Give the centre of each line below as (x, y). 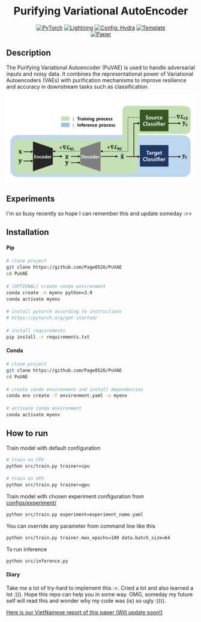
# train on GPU (25, 479)
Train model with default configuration (53, 448)
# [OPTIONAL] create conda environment (56, 286)
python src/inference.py (37, 561)
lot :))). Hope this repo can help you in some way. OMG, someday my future (100, 594)
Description (28, 53)
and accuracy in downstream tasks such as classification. (77, 86)
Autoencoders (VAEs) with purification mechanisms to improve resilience (97, 80)
